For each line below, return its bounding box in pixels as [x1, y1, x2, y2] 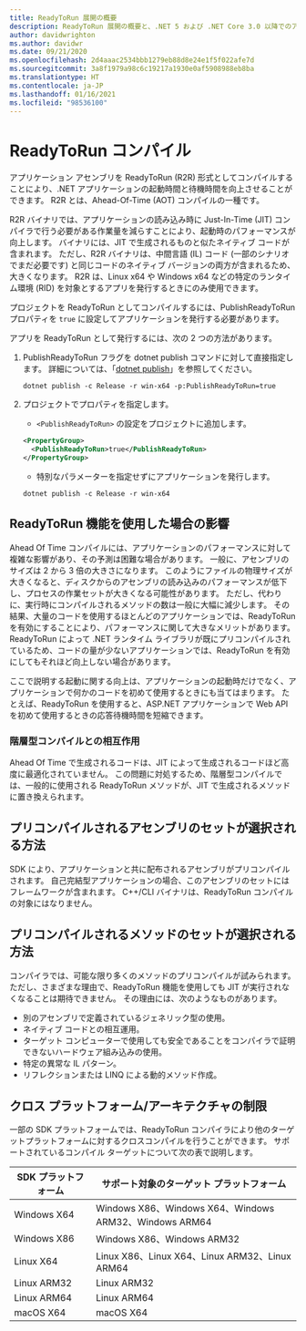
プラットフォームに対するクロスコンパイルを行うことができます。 [25, 1136, 272, 1147]
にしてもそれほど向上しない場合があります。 [9, 655, 176, 666]
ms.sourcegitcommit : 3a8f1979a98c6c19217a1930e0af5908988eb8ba [9, 65, 255, 74]
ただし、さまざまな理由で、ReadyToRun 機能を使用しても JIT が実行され [9, 981, 282, 992]
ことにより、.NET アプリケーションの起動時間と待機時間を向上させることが [9, 183, 293, 194]
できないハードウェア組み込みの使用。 [22, 1046, 167, 1058]
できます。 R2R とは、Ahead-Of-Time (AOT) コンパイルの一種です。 [9, 195, 265, 206]
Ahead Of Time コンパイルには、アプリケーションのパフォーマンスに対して [9, 542, 291, 552]
